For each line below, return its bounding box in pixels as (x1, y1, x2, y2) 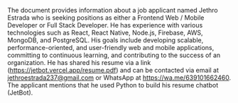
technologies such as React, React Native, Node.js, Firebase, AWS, (7, 28, 204, 37)
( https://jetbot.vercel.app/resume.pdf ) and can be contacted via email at (7, 66, 219, 74)
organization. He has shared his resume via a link (7, 59, 151, 66)
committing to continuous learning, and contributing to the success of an (7, 51, 221, 59)
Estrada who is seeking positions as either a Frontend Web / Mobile (7, 13, 205, 22)
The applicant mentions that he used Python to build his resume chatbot (7, 81, 219, 89)
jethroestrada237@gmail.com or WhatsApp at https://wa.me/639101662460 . (7, 73, 232, 82)
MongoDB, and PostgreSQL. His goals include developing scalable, (7, 36, 204, 44)
